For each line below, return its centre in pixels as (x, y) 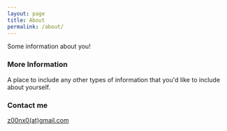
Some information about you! (49, 47)
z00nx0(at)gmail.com (38, 120)
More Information (37, 65)
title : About (26, 20)
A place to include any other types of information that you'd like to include (114, 79)
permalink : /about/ (36, 26)
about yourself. (29, 87)
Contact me (28, 105)
